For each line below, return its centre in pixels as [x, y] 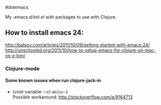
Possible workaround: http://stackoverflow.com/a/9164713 [72, 97]
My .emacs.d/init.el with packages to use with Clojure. [61, 17]
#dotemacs [17, 7]
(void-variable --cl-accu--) [40, 91]
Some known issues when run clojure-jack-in [53, 80]
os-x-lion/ [15, 55]
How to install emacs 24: [44, 33]
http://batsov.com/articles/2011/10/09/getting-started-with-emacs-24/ [77, 45]
